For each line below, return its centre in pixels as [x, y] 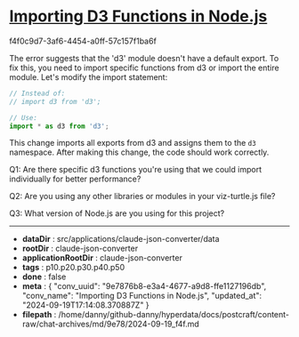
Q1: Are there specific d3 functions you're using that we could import [136, 170]
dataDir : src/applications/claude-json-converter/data [121, 239]
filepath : [39, 315]
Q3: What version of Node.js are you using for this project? [117, 213]
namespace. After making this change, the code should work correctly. [139, 152]
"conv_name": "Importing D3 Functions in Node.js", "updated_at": [142, 296]
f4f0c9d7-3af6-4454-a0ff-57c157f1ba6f [83, 41]
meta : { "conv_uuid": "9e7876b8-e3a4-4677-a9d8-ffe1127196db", [144, 286]
